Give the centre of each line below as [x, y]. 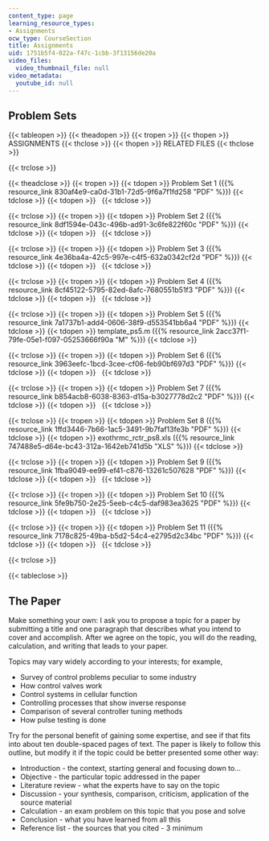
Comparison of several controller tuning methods [101, 711]
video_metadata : [35, 76]
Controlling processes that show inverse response [103, 703]
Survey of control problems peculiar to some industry [108, 678]
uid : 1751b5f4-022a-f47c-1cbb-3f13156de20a [82, 53]
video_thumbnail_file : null [63, 68]
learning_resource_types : [51, 23]
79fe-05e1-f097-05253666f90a [61, 340]
